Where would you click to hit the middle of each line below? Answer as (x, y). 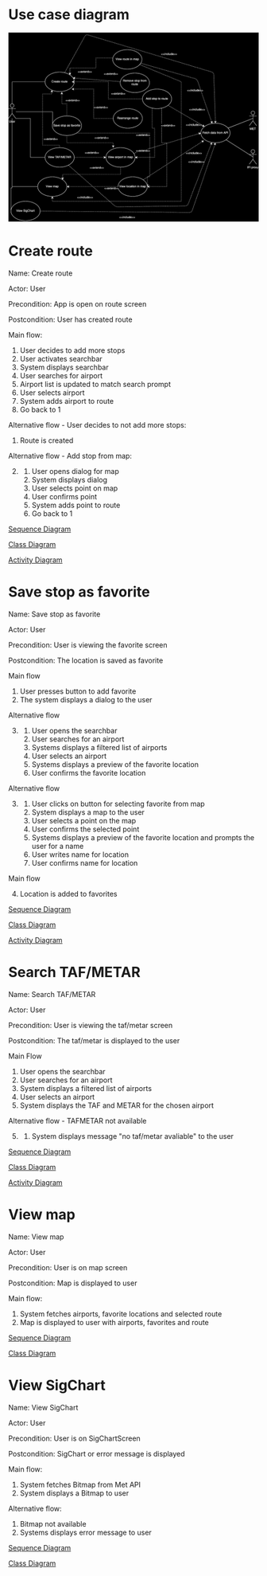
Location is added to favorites (68, 894)
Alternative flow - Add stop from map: (70, 456)
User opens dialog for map (75, 471)
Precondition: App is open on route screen (77, 303)
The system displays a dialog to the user (86, 699)
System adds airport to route (66, 401)
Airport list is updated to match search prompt (95, 384)
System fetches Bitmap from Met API (80, 1484)
